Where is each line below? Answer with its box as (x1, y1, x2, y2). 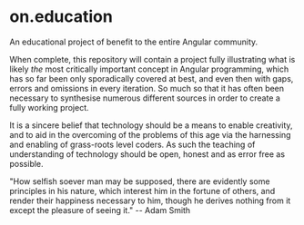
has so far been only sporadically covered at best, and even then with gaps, (9, 73, 294, 83)
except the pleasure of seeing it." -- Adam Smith (9, 204, 191, 215)
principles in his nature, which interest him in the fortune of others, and (9, 185, 276, 196)
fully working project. (9, 102, 89, 112)
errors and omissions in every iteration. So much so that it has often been (9, 83, 285, 93)
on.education (9, 6, 114, 27)
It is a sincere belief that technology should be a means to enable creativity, (9, 120, 293, 131)
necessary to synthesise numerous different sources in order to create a (9, 93, 280, 103)
